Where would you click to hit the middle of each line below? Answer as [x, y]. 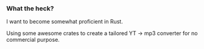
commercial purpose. [33, 40]
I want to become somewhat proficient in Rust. [65, 22]
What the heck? [30, 8]
